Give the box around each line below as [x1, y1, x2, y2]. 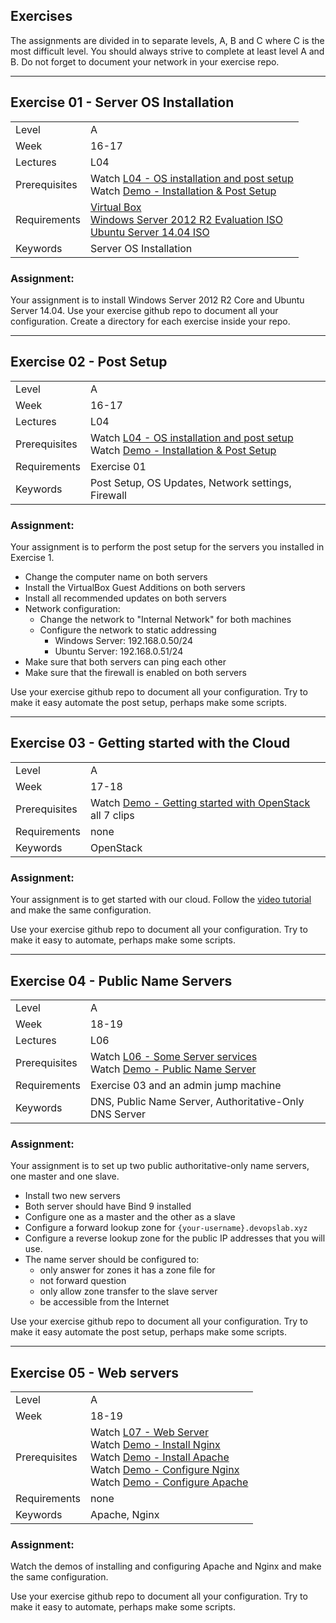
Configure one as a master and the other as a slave [24, 1211, 236, 1223]
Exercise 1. [10, 552, 55, 564]
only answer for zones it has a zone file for [39, 1264, 216, 1276]
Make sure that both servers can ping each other [24, 656, 227, 668]
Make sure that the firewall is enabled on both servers [24, 667, 247, 679]
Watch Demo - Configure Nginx [89, 1463, 240, 1477]
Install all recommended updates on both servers [24, 592, 227, 604]
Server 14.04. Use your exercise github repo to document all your [10, 304, 279, 316]
